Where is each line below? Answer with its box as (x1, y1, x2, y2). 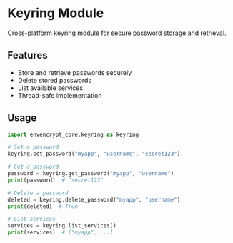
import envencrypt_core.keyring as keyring (7, 131, 139, 138)
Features (7, 49, 48, 61)
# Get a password (7, 163, 59, 171)
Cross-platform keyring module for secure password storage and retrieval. (7, 29, 227, 37)
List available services (17, 84, 84, 92)
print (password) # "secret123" (7, 177, 104, 184)
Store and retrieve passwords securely (17, 68, 132, 76)
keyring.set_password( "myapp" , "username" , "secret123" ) (7, 150, 181, 158)
